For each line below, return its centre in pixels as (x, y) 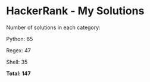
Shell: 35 (17, 62)
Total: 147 (18, 73)
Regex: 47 (18, 50)
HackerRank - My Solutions (75, 11)
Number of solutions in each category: (53, 27)
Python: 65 (20, 39)
